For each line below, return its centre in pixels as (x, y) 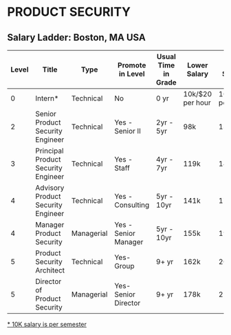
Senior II (128, 131)
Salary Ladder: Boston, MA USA (76, 37)
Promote (132, 65)
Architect (50, 270)
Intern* (47, 98)
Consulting (132, 205)
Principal (49, 151)
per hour (197, 102)
